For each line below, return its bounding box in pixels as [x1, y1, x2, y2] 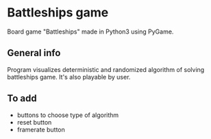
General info [7, 47, 61, 59]
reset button [16, 118, 52, 126]
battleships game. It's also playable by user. [7, 73, 131, 81]
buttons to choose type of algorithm [16, 111, 119, 119]
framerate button [16, 125, 65, 134]
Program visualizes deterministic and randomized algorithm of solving [7, 65, 205, 73]
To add [7, 92, 37, 104]
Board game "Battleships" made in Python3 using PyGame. [7, 27, 174, 36]
